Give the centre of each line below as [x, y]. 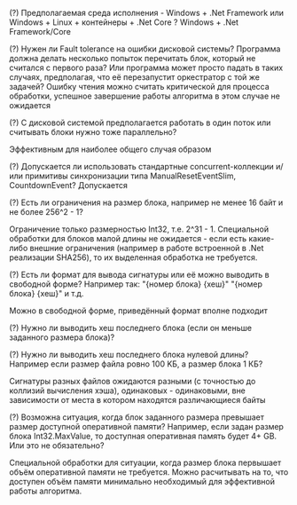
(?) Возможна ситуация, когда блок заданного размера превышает [137, 417]
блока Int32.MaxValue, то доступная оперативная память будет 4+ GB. [143, 436]
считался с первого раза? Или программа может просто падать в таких [146, 67]
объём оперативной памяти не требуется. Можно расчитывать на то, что [149, 472]
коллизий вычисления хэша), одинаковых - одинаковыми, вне [128, 391]
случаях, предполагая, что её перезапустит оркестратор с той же [134, 77]
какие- [261, 238]
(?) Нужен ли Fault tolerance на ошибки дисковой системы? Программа [145, 49]
